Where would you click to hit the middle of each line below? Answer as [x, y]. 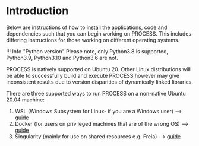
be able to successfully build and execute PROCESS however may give [93, 75]
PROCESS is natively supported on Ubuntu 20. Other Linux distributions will [99, 69]
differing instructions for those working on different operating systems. [93, 40]
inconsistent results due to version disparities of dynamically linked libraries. [99, 82]
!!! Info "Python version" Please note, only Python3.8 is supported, [87, 51]
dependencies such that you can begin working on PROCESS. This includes [99, 33]
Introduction [37, 11]
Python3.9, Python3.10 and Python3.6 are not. [62, 58]
